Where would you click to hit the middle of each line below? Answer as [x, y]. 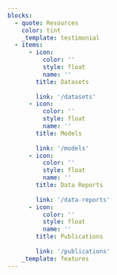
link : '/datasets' [66, 97]
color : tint [41, 30]
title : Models [59, 133]
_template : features [55, 258]
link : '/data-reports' [73, 200]
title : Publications [70, 237]
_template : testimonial [61, 38]
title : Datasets [62, 82]
